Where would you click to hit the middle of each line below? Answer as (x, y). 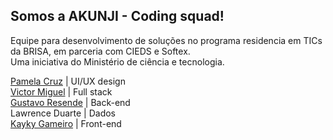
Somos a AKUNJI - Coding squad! (117, 16)
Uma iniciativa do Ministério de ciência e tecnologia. (117, 61)
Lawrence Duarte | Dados (63, 113)
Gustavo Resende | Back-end (70, 102)
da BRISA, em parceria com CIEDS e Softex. (100, 51)
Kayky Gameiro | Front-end (66, 123)
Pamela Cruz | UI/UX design (68, 81)
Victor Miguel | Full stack (61, 91)
